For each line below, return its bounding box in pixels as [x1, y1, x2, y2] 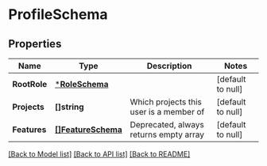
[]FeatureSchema [54, 124, 122, 135]
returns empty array [130, 129, 205, 140]
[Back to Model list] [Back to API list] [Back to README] [8, 149, 191, 159]
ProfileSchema [8, 6, 108, 24]
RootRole [12, 79, 48, 89]
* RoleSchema [54, 79, 109, 89]
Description [146, 61, 192, 71]
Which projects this [130, 96, 203, 108]
